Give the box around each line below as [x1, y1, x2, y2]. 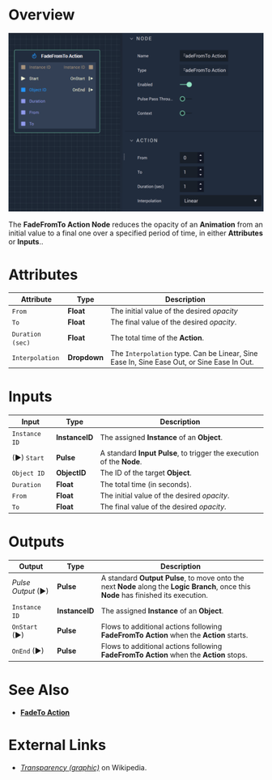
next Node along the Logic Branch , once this [100, 582, 251, 591]
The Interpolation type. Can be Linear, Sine [110, 348, 258, 358]
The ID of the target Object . [100, 468, 192, 478]
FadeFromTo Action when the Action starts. [100, 630, 249, 640]
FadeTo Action [19, 707, 70, 717]
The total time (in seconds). [100, 479, 192, 489]
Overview [8, 6, 75, 24]
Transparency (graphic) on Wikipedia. [19, 762, 147, 772]
